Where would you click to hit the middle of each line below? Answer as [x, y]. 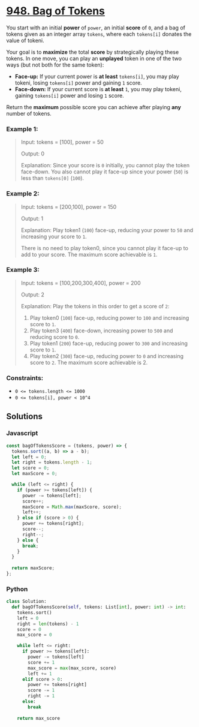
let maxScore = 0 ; [35, 474]
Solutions [25, 416]
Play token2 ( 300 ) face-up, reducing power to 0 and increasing [107, 356]
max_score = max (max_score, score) [72, 668]
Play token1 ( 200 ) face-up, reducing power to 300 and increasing [108, 343]
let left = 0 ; [29, 457]
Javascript [22, 433]
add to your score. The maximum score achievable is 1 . [89, 254]
